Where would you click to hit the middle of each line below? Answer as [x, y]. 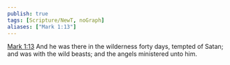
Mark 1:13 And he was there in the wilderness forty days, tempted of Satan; [115, 47]
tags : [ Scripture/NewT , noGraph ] [56, 20]
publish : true [28, 14]
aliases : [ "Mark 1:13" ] [42, 27]
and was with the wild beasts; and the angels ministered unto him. [102, 54]
